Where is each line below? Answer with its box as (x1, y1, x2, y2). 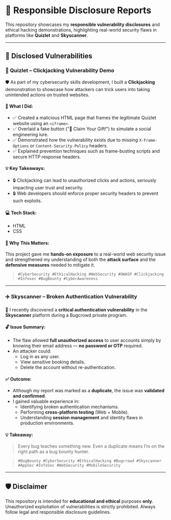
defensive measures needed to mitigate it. (5, 262, 95, 268)
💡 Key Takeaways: (5, 165, 45, 171)
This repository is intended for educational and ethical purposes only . (5, 498, 154, 504)
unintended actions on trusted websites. (5, 92, 90, 98)
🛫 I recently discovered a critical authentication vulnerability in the (5, 306, 148, 312)
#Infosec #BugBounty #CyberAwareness (17, 276, 98, 281)
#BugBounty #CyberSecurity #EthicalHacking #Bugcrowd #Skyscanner (17, 458, 162, 464)
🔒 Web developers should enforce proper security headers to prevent (12, 190, 159, 196)
